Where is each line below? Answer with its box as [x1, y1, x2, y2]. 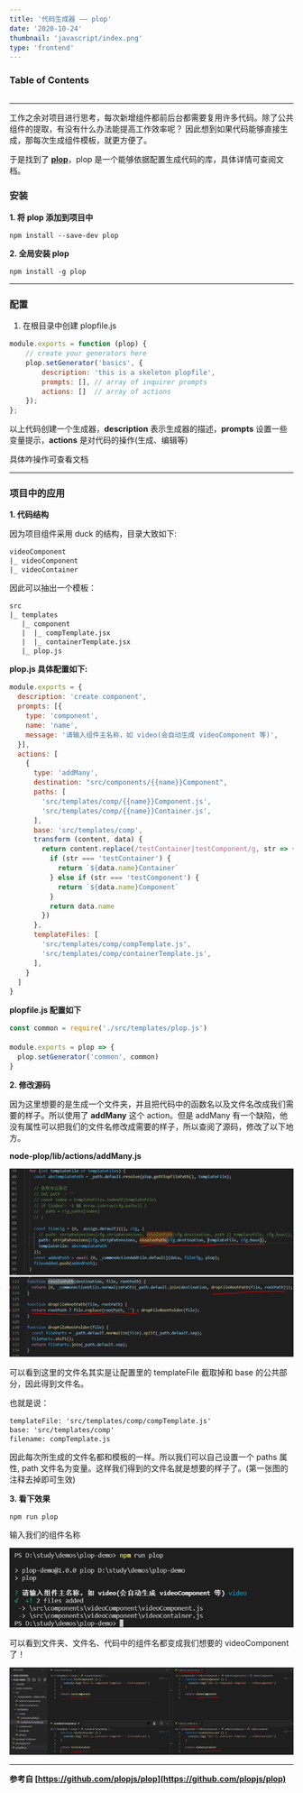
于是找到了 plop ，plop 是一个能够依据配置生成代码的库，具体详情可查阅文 [9, 153, 284, 164]
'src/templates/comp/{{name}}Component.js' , [41, 796, 212, 806]
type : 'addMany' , [32, 768, 99, 777]
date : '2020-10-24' [9, 23, 83, 33]
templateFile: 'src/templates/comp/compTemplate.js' [9, 1417, 212, 1426]
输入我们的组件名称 [9, 1530, 81, 1540]
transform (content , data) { [32, 835, 143, 844]
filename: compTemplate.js [9, 1435, 111, 1444]
